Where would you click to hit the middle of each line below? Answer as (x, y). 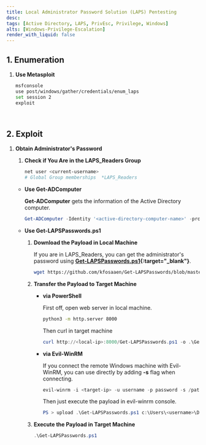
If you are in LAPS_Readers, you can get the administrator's (109, 254)
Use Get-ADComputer (53, 189)
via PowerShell (62, 296)
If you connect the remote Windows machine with (105, 365)
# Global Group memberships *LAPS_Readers (81, 178)
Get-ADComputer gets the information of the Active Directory (103, 201)
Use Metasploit (35, 74)
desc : (13, 18)
